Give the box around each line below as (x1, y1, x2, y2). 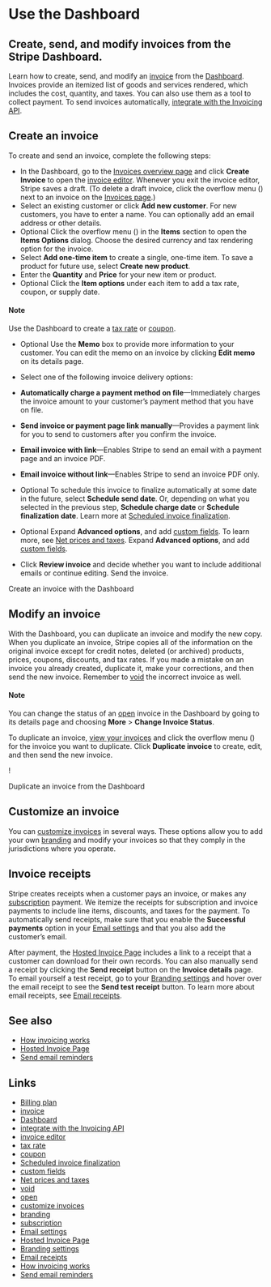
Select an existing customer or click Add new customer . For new (19, 200, 237, 211)
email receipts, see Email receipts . (8, 990, 123, 1000)
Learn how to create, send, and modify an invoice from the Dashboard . (8, 71, 244, 81)
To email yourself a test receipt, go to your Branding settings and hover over (8, 973, 263, 983)
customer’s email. (8, 931, 67, 941)
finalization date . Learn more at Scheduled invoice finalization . (19, 511, 231, 521)
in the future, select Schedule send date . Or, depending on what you (19, 494, 250, 503)
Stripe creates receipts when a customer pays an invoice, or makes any (8, 888, 247, 898)
